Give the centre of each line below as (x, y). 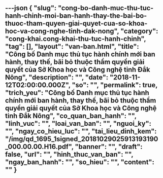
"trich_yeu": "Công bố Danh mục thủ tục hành (77, 93)
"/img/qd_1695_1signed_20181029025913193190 (82, 139)
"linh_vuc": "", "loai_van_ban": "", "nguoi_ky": (78, 124)
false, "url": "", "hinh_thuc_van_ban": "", (69, 155)
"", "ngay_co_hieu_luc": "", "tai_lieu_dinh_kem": (81, 131)
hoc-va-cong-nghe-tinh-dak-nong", (62, 31)
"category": (139, 31)
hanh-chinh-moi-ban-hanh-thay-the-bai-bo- (76, 16)
